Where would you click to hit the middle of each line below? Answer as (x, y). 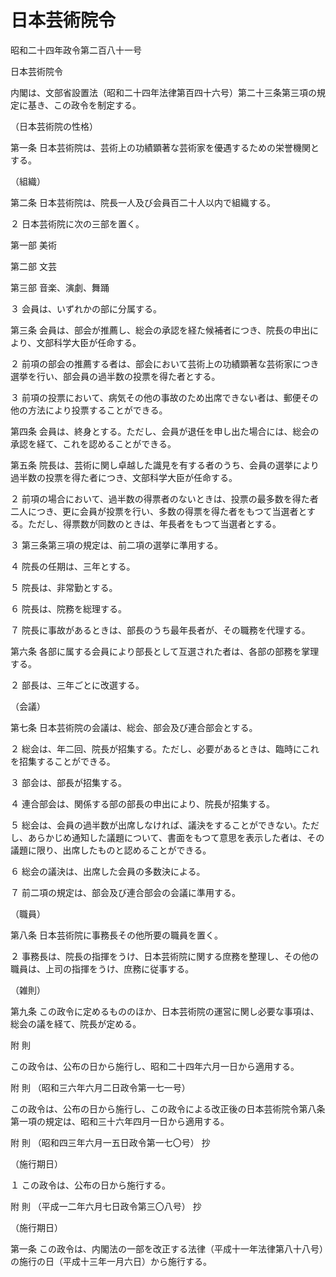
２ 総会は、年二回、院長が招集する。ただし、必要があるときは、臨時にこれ (165, 748)
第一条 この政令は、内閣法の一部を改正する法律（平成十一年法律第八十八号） (167, 1248)
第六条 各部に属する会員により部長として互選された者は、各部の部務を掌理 (165, 651)
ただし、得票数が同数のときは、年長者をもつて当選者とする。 (154, 523)
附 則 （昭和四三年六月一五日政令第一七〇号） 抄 (110, 1142)
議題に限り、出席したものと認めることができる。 (111, 850)
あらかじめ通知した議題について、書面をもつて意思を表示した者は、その (176, 837)
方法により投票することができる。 (97, 410)
